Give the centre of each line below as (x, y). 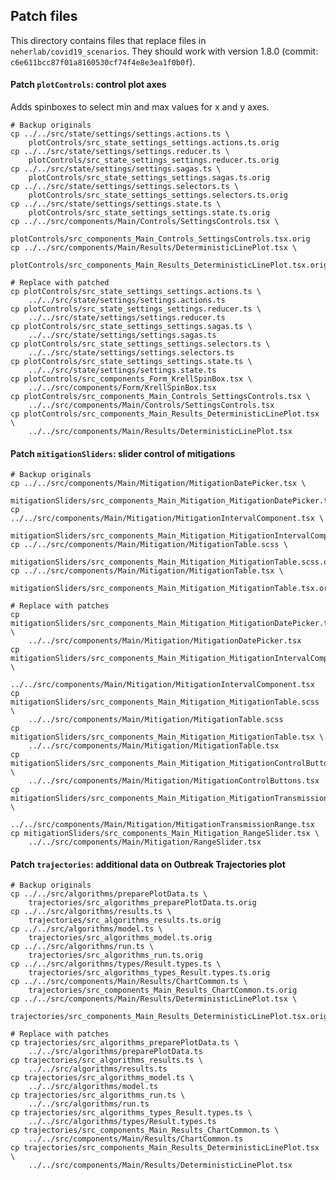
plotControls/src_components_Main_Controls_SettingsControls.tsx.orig (160, 239)
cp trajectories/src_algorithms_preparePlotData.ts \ (125, 1043)
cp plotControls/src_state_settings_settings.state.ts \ (131, 362)
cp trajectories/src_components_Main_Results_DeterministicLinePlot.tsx (165, 1148)
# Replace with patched (60, 283)
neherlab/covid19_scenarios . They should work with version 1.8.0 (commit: (164, 51)
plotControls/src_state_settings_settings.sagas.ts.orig (149, 178)
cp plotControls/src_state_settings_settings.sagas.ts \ (131, 327)
